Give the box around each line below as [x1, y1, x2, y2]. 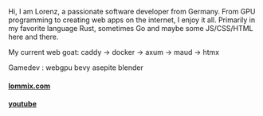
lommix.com [8, 81, 51, 91]
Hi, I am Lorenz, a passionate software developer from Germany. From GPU [8, 7, 256, 16]
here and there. [8, 32, 59, 41]
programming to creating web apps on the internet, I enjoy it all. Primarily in [8, 15, 256, 25]
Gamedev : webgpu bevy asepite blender [8, 63, 143, 72]
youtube [8, 99, 37, 109]
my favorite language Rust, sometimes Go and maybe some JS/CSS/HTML [8, 24, 253, 33]
